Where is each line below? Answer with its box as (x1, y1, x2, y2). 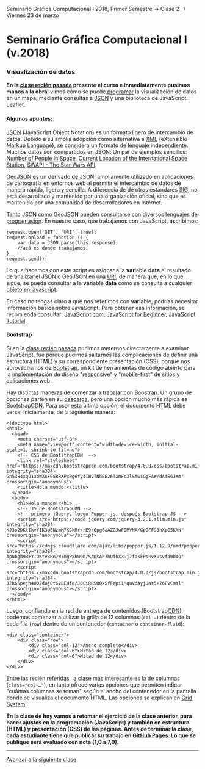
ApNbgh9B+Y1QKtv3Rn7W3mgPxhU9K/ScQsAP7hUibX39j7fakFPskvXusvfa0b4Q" (6, 554, 184, 560)
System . (6, 700, 27, 707)
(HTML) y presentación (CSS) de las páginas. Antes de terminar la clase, (6, 725, 193, 732)
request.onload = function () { (6, 234, 88, 240)
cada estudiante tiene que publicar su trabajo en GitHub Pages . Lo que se (6, 732, 196, 739)
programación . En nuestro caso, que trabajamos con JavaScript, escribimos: (6, 217, 199, 225)
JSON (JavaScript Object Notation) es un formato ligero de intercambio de (6, 128, 193, 136)
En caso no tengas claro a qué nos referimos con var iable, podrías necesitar (6, 297, 198, 305)
